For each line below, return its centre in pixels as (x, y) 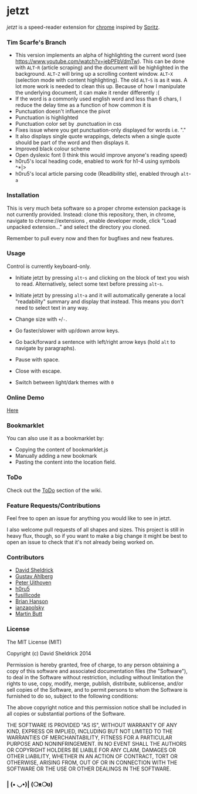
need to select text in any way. (52, 307)
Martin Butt (29, 614)
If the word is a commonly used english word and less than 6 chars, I (98, 99)
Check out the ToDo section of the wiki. (54, 490)
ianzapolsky (30, 608)
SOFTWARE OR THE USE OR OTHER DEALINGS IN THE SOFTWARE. (89, 769)
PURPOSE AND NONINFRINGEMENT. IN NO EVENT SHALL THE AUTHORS (97, 743)
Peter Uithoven (33, 582)
